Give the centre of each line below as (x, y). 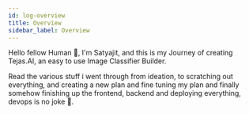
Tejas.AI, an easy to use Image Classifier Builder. (87, 61)
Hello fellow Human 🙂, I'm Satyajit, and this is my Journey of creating (121, 53)
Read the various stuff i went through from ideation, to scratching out (121, 77)
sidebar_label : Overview (49, 30)
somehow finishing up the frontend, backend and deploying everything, (124, 93)
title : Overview (35, 23)
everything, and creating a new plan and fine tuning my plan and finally (124, 85)
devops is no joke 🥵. (41, 102)
